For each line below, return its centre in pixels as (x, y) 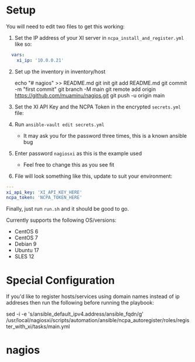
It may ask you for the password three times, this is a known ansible (105, 136)
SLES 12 (24, 256)
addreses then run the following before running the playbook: (80, 303)
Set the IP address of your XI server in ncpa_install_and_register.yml (99, 38)
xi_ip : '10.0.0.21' (40, 60)
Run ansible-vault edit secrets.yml (59, 124)
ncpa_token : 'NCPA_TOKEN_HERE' (44, 198)
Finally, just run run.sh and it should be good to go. (68, 209)
